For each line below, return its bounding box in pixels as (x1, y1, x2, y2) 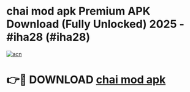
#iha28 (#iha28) (6, 30, 91, 44)
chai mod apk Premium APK (6, 4, 151, 18)
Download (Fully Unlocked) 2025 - (6, 17, 185, 31)
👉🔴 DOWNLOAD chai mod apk (6, 73, 166, 87)
